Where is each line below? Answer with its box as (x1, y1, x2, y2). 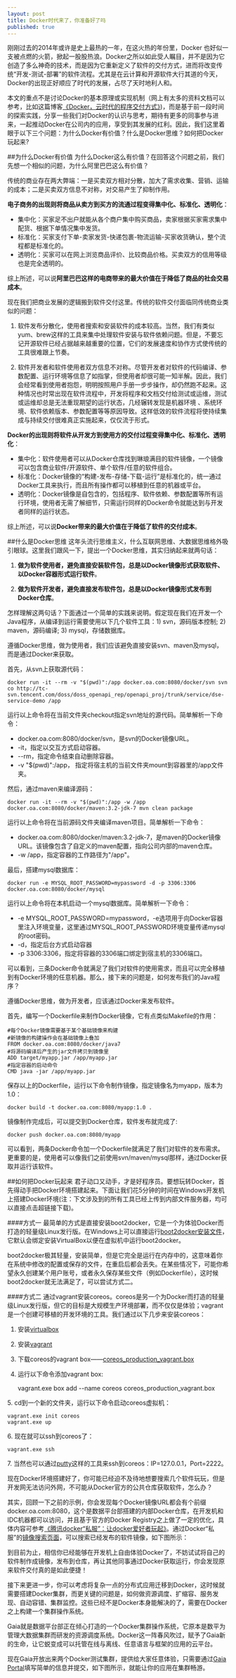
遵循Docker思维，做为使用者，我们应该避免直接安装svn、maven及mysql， (7, 641, 223, 650)
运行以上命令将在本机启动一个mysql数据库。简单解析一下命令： (7, 899, 191, 908)
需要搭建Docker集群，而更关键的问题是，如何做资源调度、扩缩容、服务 (7, 1589, 213, 1598)
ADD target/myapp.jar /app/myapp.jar (7, 1054, 118, 1062)
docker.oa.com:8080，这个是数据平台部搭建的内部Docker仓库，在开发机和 (7, 1507, 224, 1515)
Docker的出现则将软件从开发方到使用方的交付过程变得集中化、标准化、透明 (7, 431, 226, 439)
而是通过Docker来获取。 (7, 650, 78, 658)
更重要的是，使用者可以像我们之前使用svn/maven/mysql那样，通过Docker (7, 1153, 221, 1162)
